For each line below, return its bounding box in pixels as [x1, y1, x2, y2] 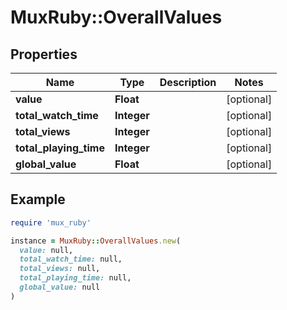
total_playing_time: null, [19, 273, 132, 283]
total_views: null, [19, 264, 101, 274]
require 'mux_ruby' [10, 217, 92, 228]
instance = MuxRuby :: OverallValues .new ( [10, 236, 182, 246]
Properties [10, 46, 78, 63]
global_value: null [19, 282, 101, 293]
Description [159, 76, 217, 89]
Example [10, 191, 66, 208]
